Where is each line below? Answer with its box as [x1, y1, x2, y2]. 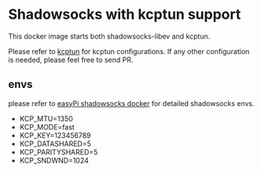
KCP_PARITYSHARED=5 [19, 147, 98, 156]
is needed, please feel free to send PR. [8, 55, 134, 64]
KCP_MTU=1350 [19, 114, 73, 123]
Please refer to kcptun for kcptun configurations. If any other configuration [8, 46, 250, 56]
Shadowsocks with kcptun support [8, 5, 241, 24]
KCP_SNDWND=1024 [19, 156, 89, 165]
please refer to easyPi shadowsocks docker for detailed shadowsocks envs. [8, 98, 255, 108]
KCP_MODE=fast [19, 122, 75, 131]
